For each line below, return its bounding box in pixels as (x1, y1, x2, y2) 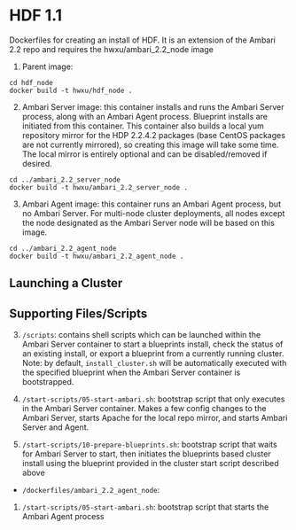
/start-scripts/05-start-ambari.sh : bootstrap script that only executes (21, 394, 285, 404)
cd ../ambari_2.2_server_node (9, 175, 121, 184)
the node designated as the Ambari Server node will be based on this (21, 217, 275, 228)
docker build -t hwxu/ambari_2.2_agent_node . (9, 252, 184, 261)
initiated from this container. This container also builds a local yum (21, 121, 264, 131)
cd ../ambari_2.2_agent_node (9, 244, 117, 253)
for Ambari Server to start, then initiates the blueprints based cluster (21, 448, 272, 459)
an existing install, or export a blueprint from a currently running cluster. (21, 348, 284, 359)
